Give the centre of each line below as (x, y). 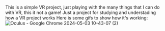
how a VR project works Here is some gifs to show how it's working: (77, 18)
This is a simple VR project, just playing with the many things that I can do (82, 7)
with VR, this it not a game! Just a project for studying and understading (81, 12)
